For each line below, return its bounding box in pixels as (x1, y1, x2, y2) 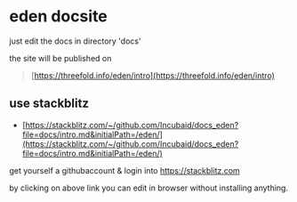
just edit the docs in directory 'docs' (9, 36, 141, 46)
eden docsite (9, 6, 108, 27)
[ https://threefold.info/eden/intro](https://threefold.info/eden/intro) (30, 69, 276, 81)
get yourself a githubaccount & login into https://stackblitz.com (9, 165, 240, 175)
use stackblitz (9, 96, 89, 111)
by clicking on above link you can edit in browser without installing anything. (9, 182, 289, 193)
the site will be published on (9, 53, 112, 63)
